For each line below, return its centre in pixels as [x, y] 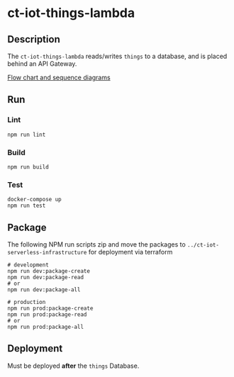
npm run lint [27, 135]
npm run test [27, 206]
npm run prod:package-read [47, 315]
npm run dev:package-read [45, 278]
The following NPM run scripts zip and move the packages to [96, 244]
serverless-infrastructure [47, 253]
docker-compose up [34, 200]
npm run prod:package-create [50, 309]
